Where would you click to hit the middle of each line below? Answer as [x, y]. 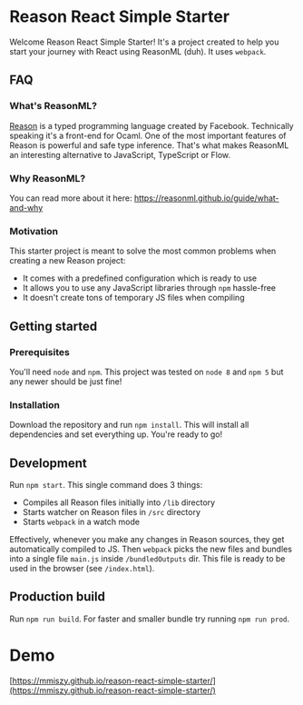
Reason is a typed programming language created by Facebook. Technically [151, 125]
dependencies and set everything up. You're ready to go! [116, 434]
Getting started [54, 326]
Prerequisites [39, 352]
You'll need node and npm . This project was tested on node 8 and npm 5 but [147, 372]
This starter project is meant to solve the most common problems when [143, 251]
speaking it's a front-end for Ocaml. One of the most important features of [148, 135]
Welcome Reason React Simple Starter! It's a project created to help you [144, 42]
